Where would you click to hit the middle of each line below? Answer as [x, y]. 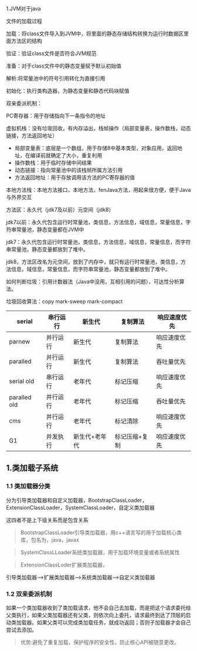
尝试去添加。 [21, 629]
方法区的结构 [26, 41]
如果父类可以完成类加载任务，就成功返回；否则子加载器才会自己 [114, 622]
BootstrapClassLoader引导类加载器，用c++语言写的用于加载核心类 [101, 532]
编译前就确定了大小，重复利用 [66, 155]
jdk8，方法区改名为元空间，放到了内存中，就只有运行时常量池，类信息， [94, 262]
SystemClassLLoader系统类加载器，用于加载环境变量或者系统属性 [100, 552]
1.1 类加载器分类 [28, 486]
